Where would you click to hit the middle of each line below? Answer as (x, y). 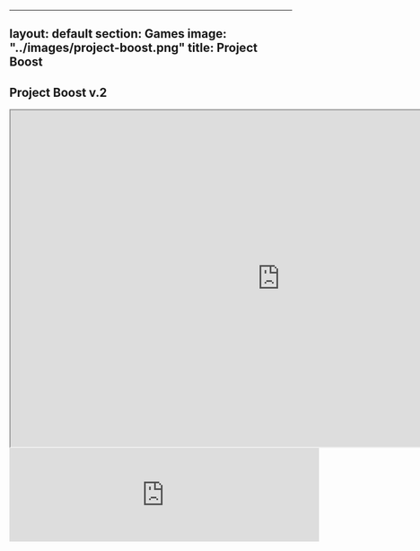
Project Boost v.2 (58, 92)
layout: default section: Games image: (118, 34)
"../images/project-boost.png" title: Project (134, 48)
